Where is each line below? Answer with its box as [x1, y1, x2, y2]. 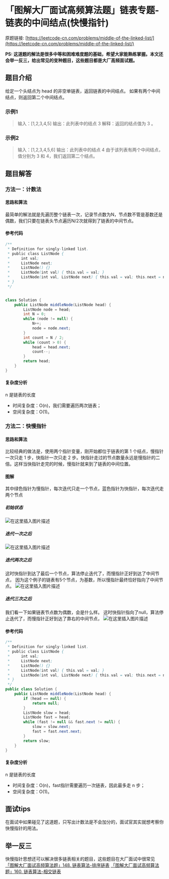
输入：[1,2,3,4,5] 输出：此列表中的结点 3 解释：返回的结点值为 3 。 [17, 121, 156, 127]
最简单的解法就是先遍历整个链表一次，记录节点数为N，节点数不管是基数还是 [5, 211, 163, 217]
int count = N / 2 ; [23, 335, 64, 340]
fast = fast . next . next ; [32, 729, 82, 734]
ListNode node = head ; [23, 307, 71, 312]
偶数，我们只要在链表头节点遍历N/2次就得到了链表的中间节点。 [5, 218, 137, 224]
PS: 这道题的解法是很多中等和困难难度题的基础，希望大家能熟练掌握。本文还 [5, 51, 163, 57]
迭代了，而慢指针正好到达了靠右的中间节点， [9, 616, 102, 622]
